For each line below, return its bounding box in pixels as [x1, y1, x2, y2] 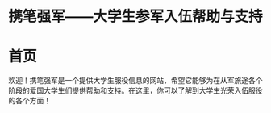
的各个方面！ [8, 96, 51, 106]
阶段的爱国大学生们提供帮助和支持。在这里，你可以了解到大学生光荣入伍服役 [8, 86, 263, 95]
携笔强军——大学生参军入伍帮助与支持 [8, 7, 264, 26]
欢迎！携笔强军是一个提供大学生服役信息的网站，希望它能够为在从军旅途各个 [8, 76, 263, 86]
